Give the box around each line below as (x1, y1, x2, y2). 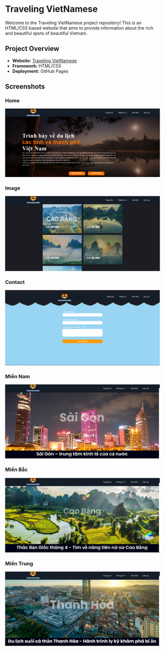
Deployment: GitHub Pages (12, 68, 69, 74)
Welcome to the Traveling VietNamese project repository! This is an (5, 20, 141, 26)
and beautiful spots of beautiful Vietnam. (5, 30, 88, 36)
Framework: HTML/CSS (12, 63, 61, 69)
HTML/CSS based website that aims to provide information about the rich (5, 25, 154, 31)
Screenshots (5, 82, 45, 91)
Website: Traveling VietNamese (12, 58, 77, 64)
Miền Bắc (5, 466, 28, 473)
